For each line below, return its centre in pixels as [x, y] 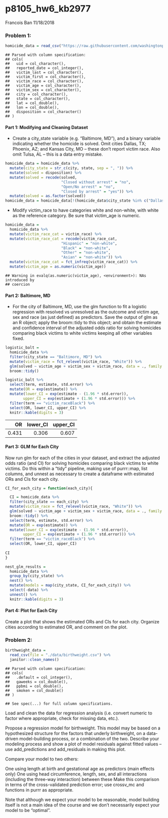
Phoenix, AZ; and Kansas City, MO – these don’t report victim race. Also [86, 149]
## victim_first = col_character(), [45, 77]
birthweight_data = [25, 650]
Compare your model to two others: [42, 759]
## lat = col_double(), [32, 103]
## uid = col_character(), [35, 64]
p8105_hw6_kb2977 [48, 9]
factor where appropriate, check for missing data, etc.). [62, 718]
